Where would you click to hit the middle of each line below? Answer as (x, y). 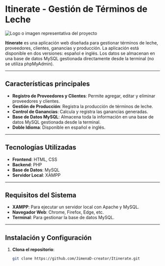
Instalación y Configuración (48, 238)
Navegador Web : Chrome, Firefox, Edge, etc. (58, 212)
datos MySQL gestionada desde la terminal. (56, 122)
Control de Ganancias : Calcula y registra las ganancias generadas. (80, 112)
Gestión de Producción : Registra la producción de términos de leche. (82, 106)
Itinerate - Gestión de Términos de (76, 9)
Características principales (47, 84)
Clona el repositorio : (33, 250)
